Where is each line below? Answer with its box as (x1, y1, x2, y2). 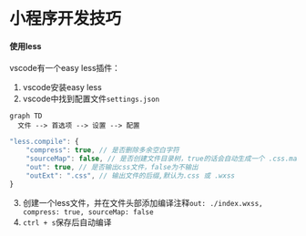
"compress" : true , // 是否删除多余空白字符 (25, 146, 179, 155)
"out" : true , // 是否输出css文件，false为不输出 (25, 163, 199, 172)
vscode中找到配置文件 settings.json (22, 93, 160, 105)
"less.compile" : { (9, 138, 79, 147)
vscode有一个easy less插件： (9, 63, 121, 74)
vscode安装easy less (22, 82, 102, 93)
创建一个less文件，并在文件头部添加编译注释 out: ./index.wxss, (22, 197, 263, 208)
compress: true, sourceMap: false (22, 207, 154, 217)
